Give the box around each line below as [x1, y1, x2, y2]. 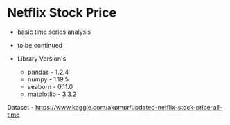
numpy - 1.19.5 [27, 75, 69, 84]
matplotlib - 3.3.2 [27, 90, 77, 98]
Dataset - [7, 103, 34, 111]
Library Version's [17, 54, 67, 63]
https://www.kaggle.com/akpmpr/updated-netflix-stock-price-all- [35, 103, 223, 111]
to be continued [17, 41, 63, 49]
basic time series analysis [17, 28, 91, 36]
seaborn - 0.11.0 [27, 82, 73, 90]
